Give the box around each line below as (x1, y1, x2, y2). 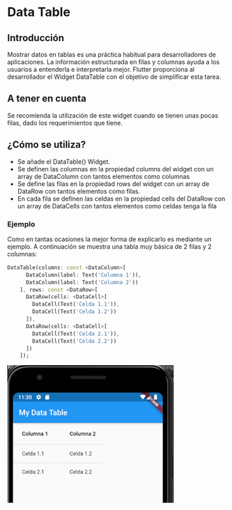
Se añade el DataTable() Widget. (17, 157, 110, 166)
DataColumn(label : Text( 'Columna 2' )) (25, 279, 139, 286)
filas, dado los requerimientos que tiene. (7, 118, 123, 127)
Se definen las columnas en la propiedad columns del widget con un (17, 164, 214, 173)
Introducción (7, 32, 65, 44)
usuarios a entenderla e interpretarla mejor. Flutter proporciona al (7, 65, 195, 73)
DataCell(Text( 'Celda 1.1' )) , (32, 301, 120, 308)
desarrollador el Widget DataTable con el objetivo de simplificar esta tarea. (7, 72, 222, 81)
